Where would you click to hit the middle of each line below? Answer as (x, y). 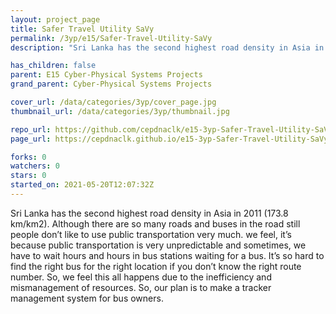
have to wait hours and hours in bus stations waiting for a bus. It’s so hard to (167, 255)
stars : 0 (28, 176)
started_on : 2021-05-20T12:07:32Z (82, 185)
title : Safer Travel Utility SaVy (82, 29)
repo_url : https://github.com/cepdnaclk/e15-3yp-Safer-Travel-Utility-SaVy (171, 129)
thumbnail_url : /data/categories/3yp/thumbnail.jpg (120, 111)
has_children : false (53, 66)
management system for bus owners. (87, 298)
